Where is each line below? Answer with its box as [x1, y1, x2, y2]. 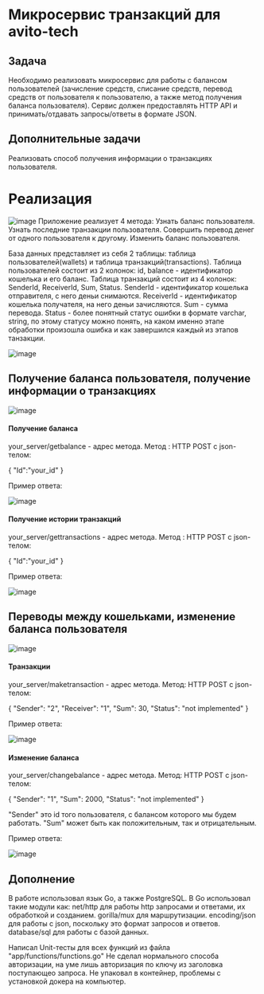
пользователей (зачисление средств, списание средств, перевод [8, 84, 232, 93]
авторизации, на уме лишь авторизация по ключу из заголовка [8, 960, 223, 969]
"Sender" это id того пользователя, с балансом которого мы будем [8, 810, 237, 819]
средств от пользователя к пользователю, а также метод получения [8, 92, 243, 101]
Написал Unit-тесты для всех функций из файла [8, 943, 171, 952]
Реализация [8, 190, 93, 208]
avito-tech [8, 22, 79, 41]
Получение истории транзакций [8, 514, 122, 524]
